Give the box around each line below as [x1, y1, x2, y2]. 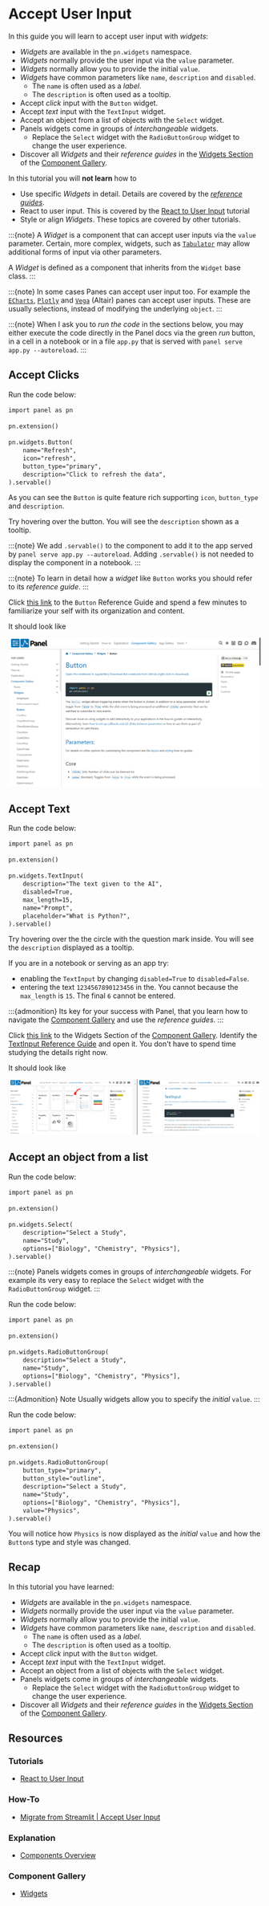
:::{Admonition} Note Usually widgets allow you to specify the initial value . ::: [8, 1394, 260, 1403]
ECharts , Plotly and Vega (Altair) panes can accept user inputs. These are [8, 295, 251, 305]
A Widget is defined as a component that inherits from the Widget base [8, 263, 242, 272]
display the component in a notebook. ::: [8, 557, 142, 567]
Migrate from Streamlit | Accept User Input [19, 1812, 161, 1822]
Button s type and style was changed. [8, 1537, 131, 1546]
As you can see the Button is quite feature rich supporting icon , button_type [8, 492, 259, 502]
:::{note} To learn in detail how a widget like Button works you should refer [8, 573, 253, 583]
